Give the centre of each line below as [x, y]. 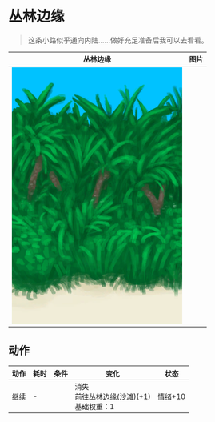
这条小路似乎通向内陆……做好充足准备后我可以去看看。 [118, 40]
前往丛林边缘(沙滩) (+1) [113, 396]
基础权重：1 [95, 406]
